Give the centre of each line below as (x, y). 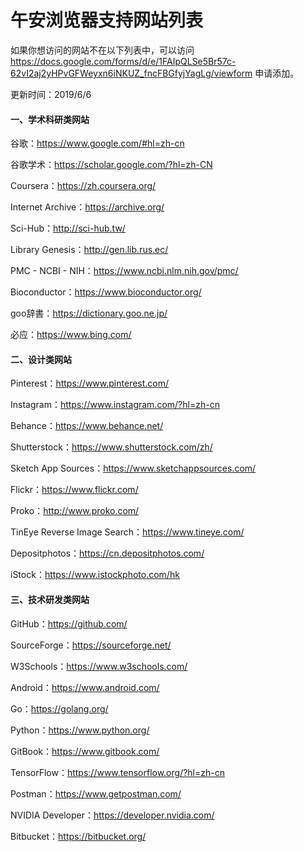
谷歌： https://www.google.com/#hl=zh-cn (97, 143)
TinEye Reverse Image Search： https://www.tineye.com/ (127, 532)
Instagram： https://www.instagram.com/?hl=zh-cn (115, 405)
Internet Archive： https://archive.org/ (87, 207)
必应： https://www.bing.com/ (71, 335)
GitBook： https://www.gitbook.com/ (85, 751)
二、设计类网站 (41, 359)
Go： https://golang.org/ (59, 708)
